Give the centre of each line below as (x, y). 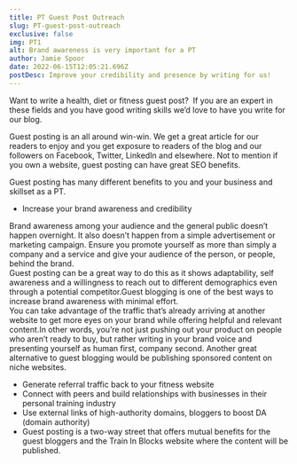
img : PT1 (25, 42)
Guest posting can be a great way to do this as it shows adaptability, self (142, 272)
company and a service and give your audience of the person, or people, (142, 254)
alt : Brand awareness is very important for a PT (103, 51)
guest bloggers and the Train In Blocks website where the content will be (155, 441)
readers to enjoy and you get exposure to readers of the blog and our (136, 145)
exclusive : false (41, 34)
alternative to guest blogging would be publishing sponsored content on (141, 358)
